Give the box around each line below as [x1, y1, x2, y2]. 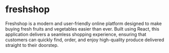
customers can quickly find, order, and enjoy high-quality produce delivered [5, 37, 164, 43]
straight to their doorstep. [5, 42, 59, 48]
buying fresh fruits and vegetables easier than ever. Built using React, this [5, 25, 160, 32]
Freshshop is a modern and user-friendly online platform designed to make [5, 20, 162, 26]
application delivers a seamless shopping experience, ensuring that [5, 31, 147, 37]
